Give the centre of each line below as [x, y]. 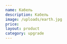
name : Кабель [19, 10]
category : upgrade [25, 33]
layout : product [22, 29]
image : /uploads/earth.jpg [34, 19]
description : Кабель [27, 15]
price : [12, 24]
